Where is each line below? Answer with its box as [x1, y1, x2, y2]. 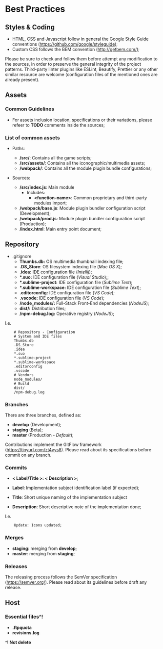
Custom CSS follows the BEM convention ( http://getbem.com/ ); [12, 47, 140, 52]
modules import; [34, 200, 67, 206]
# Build [14, 381, 29, 386]
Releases [5, 563, 28, 570]
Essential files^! [5, 613, 43, 620]
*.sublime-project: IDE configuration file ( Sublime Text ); [19, 279, 133, 285]
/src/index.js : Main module [19, 184, 75, 190]
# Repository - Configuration [14, 330, 76, 335]
